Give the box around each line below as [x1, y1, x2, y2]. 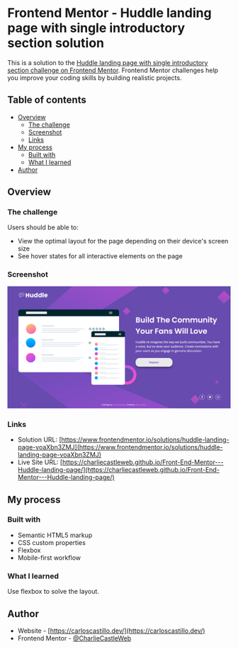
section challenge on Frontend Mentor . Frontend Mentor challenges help [7, 66, 218, 74]
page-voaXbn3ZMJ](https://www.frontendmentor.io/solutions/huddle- [17, 443, 223, 452]
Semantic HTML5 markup [17, 531, 93, 539]
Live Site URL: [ [17, 458, 63, 466]
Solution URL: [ [17, 435, 62, 444]
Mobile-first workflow [17, 553, 81, 562]
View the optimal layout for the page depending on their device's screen [17, 237, 229, 246]
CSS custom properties [17, 538, 86, 546]
